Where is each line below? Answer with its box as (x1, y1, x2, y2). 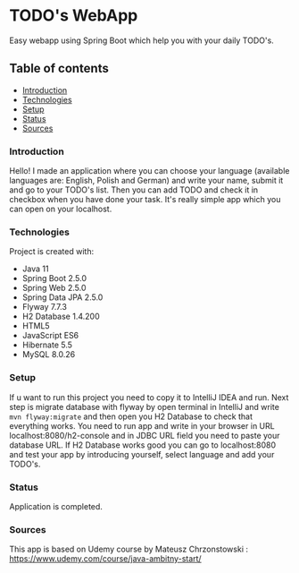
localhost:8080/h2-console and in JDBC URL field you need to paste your (9, 430, 280, 440)
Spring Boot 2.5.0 (21, 273, 87, 284)
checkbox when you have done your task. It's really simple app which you (9, 194, 281, 205)
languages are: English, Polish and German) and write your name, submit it (9, 175, 284, 186)
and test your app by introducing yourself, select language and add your (9, 449, 275, 459)
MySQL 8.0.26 (21, 349, 76, 360)
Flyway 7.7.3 (21, 302, 67, 312)
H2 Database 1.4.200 (21, 311, 100, 322)
